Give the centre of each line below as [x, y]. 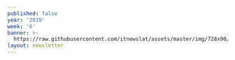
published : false [33, 13]
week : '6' [22, 26]
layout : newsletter [36, 46]
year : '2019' [26, 20]
